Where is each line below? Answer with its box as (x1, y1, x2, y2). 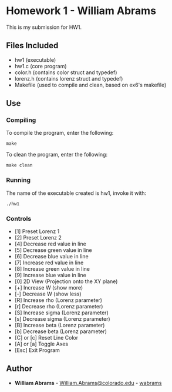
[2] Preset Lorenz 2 (14, 234, 62, 241)
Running (6, 176, 31, 184)
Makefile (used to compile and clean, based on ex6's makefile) (14, 81, 167, 88)
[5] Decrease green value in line (14, 247, 92, 254)
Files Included (6, 41, 59, 51)
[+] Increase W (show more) (14, 284, 83, 291)
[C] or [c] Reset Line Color (14, 334, 79, 341)
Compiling (6, 116, 36, 124)
